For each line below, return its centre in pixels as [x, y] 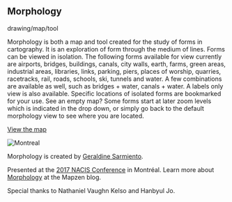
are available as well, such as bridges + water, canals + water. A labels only [115, 86]
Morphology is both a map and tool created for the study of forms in [105, 42]
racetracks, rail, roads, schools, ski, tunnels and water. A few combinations [115, 79]
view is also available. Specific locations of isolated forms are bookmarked [114, 93]
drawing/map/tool [33, 28]
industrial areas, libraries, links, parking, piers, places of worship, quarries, [114, 71]
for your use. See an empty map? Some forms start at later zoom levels [109, 101]
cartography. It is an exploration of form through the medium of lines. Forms [116, 49]
